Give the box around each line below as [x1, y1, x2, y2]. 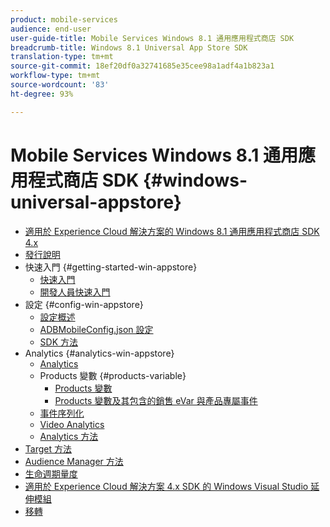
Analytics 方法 [39, 430, 99, 442]
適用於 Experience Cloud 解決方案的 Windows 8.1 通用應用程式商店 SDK [24, 225, 320, 237]
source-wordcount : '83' [10, 80, 110, 90]
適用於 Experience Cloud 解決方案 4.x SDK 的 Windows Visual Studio [24, 480, 309, 492]
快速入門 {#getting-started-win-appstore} [24, 261, 198, 273]
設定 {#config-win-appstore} [24, 298, 144, 310]
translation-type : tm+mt [10, 52, 114, 62]
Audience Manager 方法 [24, 455, 124, 467]
